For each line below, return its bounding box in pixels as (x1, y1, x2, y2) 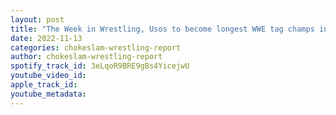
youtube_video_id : (10, 71, 87, 81)
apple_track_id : (10, 80, 78, 90)
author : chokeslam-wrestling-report (10, 52, 163, 62)
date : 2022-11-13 (10, 33, 83, 43)
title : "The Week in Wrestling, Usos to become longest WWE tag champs (10, 24, 315, 34)
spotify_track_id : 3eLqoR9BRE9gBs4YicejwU (10, 61, 190, 71)
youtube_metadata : (10, 89, 87, 99)
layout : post (10, 14, 65, 25)
